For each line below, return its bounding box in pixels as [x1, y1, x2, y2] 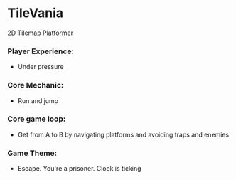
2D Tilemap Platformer [7, 28, 73, 37]
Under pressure [17, 63, 64, 71]
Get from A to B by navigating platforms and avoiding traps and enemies [17, 130, 230, 139]
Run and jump [17, 96, 59, 105]
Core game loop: [7, 114, 66, 124]
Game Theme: [7, 148, 58, 158]
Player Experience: [7, 46, 75, 56]
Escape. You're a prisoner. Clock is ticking [17, 164, 141, 173]
